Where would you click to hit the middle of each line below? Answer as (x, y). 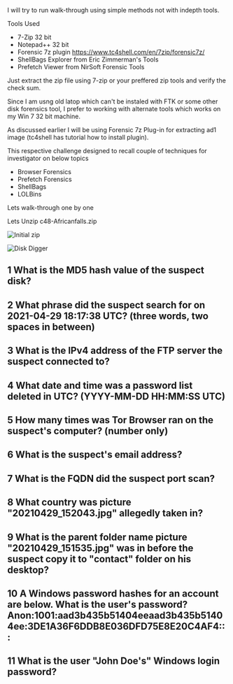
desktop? (28, 570)
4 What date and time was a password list (100, 385)
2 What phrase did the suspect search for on (106, 305)
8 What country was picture (69, 503)
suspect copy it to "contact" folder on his (99, 559)
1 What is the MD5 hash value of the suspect (106, 270)
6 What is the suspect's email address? (95, 455)
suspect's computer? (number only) (88, 430)
